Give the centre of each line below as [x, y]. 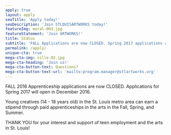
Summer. [15, 112]
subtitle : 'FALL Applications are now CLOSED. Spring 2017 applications [84, 43]
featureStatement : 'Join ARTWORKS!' [44, 34]
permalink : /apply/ [26, 48]
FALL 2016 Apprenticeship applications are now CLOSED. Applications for [82, 86]
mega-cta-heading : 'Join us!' [37, 62]
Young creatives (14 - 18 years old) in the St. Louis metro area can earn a [82, 102]
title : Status [20, 39]
